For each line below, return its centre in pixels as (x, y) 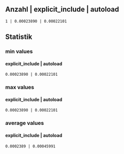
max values (20, 87)
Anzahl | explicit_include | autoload (62, 9)
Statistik (19, 37)
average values (25, 123)
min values (19, 52)
